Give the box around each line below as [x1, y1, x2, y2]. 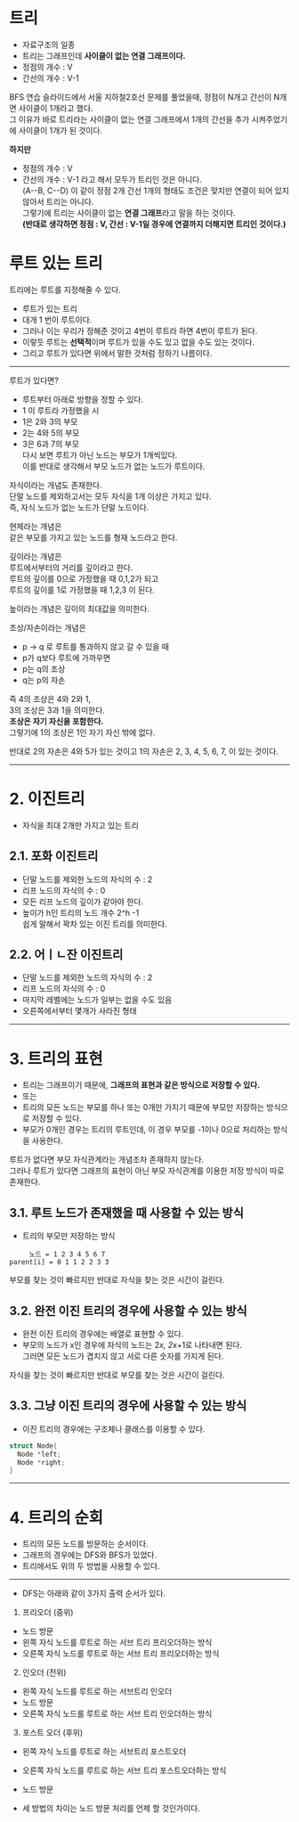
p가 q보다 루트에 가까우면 [21, 652, 111, 663]
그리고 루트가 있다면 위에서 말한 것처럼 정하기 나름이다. [21, 347, 213, 358]
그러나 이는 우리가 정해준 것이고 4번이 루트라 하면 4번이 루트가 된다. [21, 325, 258, 336]
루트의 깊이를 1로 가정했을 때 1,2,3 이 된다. [9, 584, 156, 595]
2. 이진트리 [9, 789, 85, 809]
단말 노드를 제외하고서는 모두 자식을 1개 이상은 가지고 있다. [9, 491, 212, 502]
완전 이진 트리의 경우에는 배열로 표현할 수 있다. [21, 1328, 184, 1339]
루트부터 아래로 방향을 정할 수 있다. [21, 394, 144, 404]
